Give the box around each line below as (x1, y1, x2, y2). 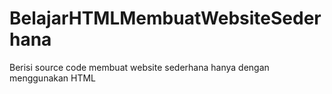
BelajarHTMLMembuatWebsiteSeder (9, 7, 322, 30)
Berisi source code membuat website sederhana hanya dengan (9, 61, 270, 73)
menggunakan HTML (9, 72, 97, 84)
